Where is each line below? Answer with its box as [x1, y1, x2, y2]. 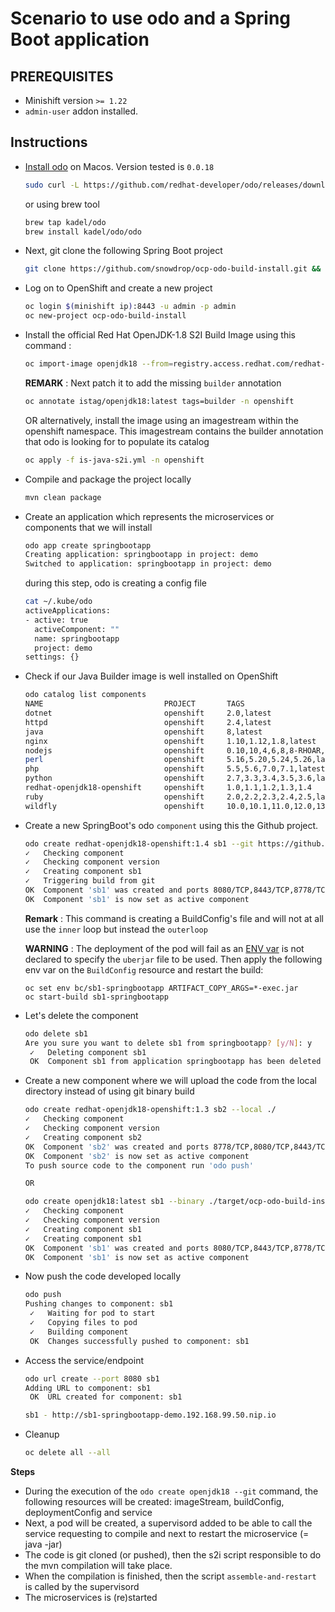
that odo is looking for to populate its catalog [24, 435, 210, 447]
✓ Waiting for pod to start [29, 1308, 156, 1319]
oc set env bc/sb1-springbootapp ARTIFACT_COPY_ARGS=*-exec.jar [24, 983, 299, 993]
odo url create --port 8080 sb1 [24, 1373, 160, 1384]
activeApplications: [24, 606, 111, 616]
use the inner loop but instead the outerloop [24, 923, 208, 935]
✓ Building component [29, 1327, 129, 1337]
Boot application [10, 28, 150, 51]
